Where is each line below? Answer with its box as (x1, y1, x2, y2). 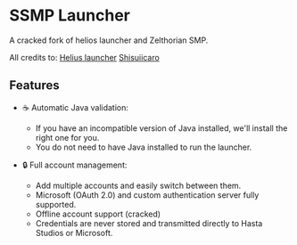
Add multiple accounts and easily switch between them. (35, 180, 242, 191)
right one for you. (35, 132, 100, 143)
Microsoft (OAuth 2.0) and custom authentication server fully (35, 189, 260, 200)
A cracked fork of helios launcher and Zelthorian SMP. (9, 35, 209, 45)
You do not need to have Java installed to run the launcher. (35, 142, 252, 152)
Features (9, 78, 60, 94)
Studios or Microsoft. (35, 227, 113, 238)
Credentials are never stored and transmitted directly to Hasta (35, 217, 263, 228)
